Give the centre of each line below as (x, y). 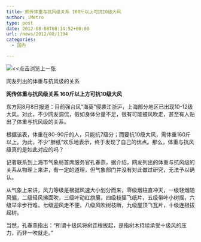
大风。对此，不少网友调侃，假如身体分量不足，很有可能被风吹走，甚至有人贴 (100, 114)
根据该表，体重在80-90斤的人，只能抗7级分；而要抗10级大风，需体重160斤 (99, 134)
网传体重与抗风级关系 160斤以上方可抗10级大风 (64, 94)
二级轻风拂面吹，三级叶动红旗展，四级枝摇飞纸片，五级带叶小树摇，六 (108, 197)
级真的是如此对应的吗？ (35, 149)
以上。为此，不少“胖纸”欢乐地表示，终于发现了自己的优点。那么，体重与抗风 (100, 142)
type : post (20, 23)
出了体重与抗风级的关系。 (38, 121)
